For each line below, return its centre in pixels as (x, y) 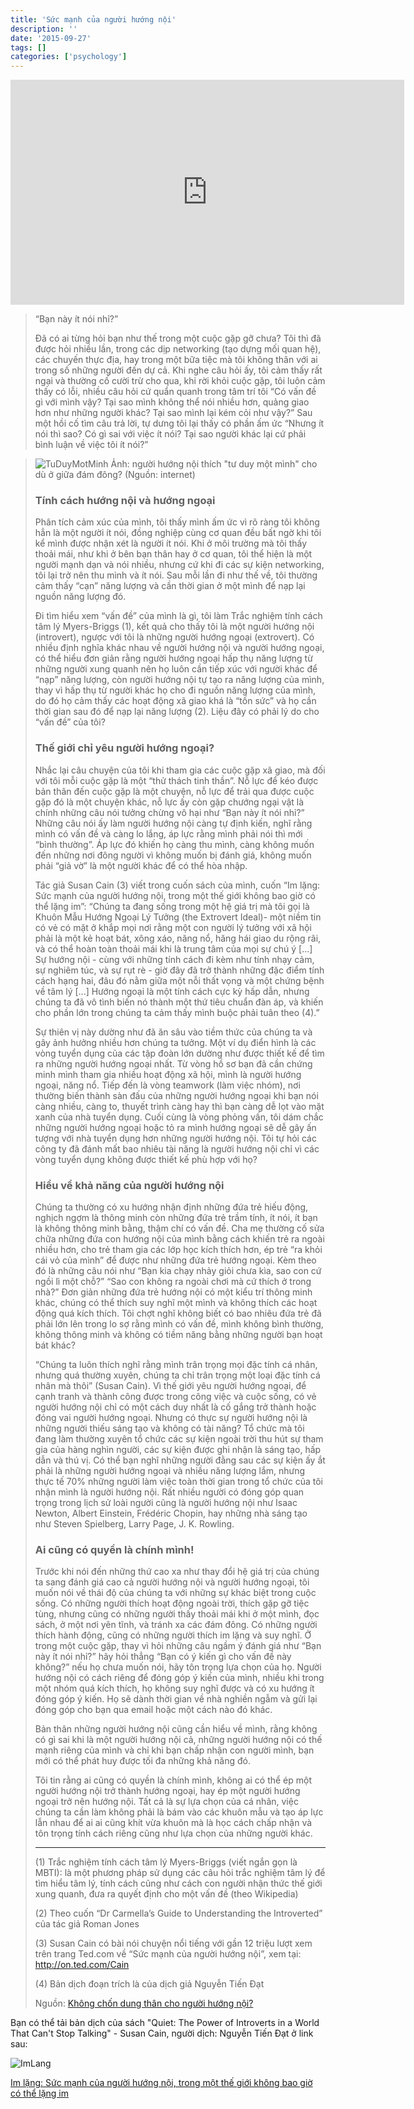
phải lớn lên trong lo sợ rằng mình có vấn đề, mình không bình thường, (179, 1324)
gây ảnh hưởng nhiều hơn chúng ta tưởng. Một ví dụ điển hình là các (175, 1042)
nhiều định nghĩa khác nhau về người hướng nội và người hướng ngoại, (179, 648)
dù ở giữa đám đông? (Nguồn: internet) (115, 475)
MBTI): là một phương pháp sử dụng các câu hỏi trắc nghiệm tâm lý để (180, 1873)
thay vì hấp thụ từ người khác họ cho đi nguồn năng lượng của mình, (175, 690)
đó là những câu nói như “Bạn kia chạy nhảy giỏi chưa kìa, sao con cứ (178, 1271)
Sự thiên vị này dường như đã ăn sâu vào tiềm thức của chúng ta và (173, 1032)
